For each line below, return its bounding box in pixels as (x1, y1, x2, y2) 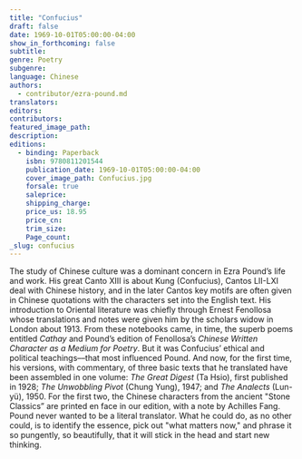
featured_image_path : (9, 123, 92, 132)
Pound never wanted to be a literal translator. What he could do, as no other (9, 410, 292, 422)
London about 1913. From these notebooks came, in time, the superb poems (9, 324, 293, 335)
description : (9, 132, 59, 141)
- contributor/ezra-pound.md (17, 89, 128, 98)
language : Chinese (9, 73, 79, 82)
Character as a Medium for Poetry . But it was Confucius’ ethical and (9, 343, 265, 354)
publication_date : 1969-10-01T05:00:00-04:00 (25, 165, 201, 174)
